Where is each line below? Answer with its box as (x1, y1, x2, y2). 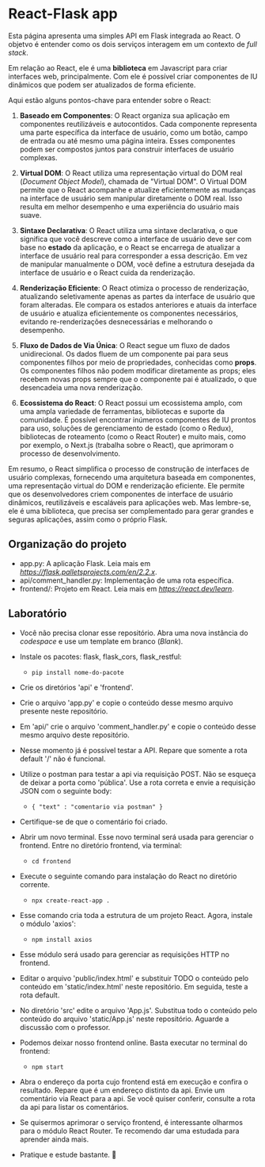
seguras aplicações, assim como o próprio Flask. (8, 515, 168, 524)
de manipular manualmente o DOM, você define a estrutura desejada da (19, 259, 256, 269)
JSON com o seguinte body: (19, 786, 112, 795)
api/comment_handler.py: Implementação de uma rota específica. (19, 576, 234, 585)
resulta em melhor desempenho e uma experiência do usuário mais (19, 201, 240, 211)
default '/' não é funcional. (19, 754, 106, 763)
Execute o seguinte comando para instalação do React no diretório (19, 871, 237, 881)
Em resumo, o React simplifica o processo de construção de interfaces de (8, 464, 250, 473)
